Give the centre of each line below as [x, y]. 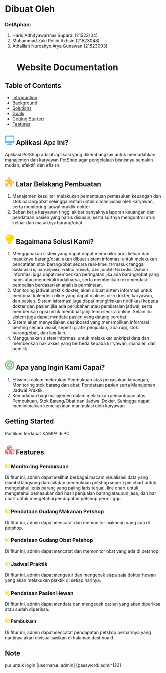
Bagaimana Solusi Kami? [55, 241]
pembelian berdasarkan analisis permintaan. [57, 285]
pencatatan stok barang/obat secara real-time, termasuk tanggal [78, 264]
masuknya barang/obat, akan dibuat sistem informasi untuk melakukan [84, 259]
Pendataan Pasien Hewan [42, 593]
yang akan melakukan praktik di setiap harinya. [53, 580]
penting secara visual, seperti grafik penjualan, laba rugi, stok [75, 327]
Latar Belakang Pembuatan [58, 184]
